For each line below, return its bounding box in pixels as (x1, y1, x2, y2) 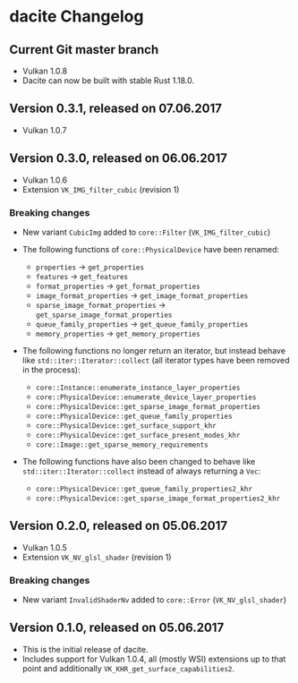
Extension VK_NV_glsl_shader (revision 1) (21, 551, 172, 562)
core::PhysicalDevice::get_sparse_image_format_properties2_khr (35, 494, 281, 503)
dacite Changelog (9, 6, 144, 27)
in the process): (21, 364, 81, 375)
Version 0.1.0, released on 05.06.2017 (9, 620, 225, 636)
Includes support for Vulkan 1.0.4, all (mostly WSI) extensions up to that (21, 653, 286, 664)
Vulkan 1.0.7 (21, 124, 67, 135)
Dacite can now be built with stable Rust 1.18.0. (21, 75, 195, 86)
